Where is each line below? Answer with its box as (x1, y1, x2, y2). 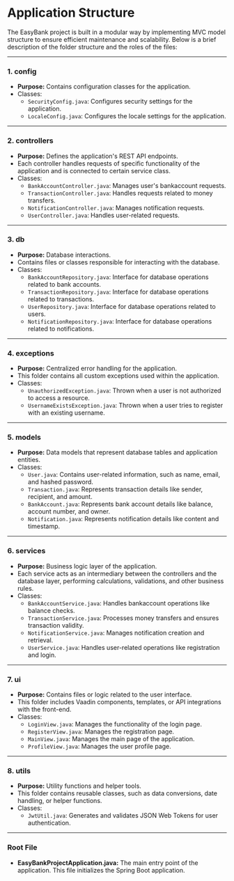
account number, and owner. (27, 507, 110, 516)
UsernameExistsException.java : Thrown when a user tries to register (27, 402, 224, 410)
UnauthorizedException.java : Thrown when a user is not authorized (27, 386, 221, 395)
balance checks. (27, 606, 75, 614)
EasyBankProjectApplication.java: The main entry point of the (17, 858, 198, 867)
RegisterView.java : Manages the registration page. (27, 727, 175, 736)
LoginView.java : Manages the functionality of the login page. (27, 720, 202, 729)
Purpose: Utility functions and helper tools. (17, 781, 141, 791)
